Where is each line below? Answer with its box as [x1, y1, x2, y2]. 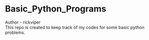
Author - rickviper [5, 19, 41, 25]
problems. [5, 29, 25, 35]
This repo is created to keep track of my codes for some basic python [5, 24, 145, 30]
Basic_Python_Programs [5, 3, 107, 14]
